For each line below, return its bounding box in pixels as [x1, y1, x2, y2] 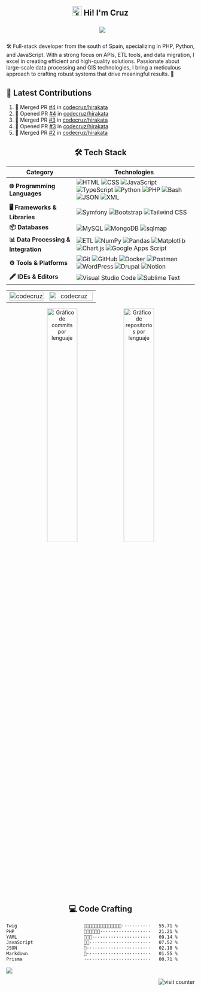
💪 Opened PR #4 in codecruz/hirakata [14, 110, 109, 117]
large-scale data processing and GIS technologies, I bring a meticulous [6, 64, 181, 71]
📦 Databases [9, 223, 49, 231]
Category [26, 168, 54, 177]
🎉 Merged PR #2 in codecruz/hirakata [14, 129, 108, 137]
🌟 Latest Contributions [6, 87, 92, 98]
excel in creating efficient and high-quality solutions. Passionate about [6, 58, 179, 65]
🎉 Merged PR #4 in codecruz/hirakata [14, 104, 108, 111]
